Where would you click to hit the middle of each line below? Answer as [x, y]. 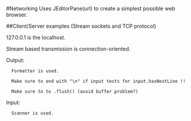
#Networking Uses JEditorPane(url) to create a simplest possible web [91, 9]
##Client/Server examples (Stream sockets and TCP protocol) [81, 26]
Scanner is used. [33, 113]
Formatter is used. [35, 71]
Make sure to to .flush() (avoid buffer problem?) [75, 92]
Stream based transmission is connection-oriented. [68, 49]
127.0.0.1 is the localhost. [36, 37]
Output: [15, 60]
